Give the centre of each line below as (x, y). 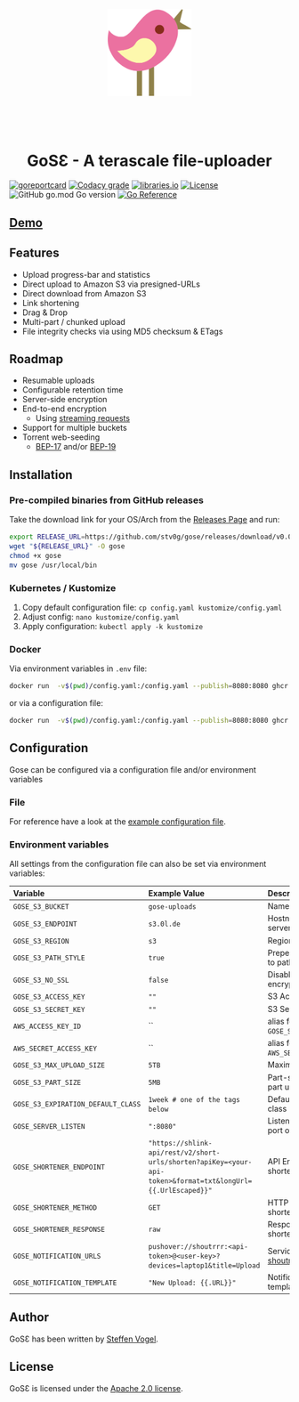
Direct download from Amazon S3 (84, 293)
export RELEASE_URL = (48, 537)
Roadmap (36, 359)
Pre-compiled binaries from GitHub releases (107, 500)
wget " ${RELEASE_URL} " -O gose (67, 547)
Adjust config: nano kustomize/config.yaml (101, 616)
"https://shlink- (180, 1144)
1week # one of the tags (194, 1099)
